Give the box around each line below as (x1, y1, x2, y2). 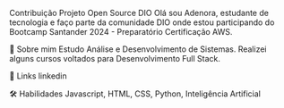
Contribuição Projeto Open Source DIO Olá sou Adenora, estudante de (9, 8, 269, 18)
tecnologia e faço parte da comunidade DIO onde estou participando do (9, 17, 275, 28)
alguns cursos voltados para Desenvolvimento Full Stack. (9, 54, 221, 63)
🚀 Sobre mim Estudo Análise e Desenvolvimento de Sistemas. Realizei (9, 44, 267, 54)
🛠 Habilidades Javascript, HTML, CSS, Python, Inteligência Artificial (9, 88, 262, 99)
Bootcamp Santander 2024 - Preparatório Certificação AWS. (9, 27, 233, 37)
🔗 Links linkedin (9, 71, 67, 81)
